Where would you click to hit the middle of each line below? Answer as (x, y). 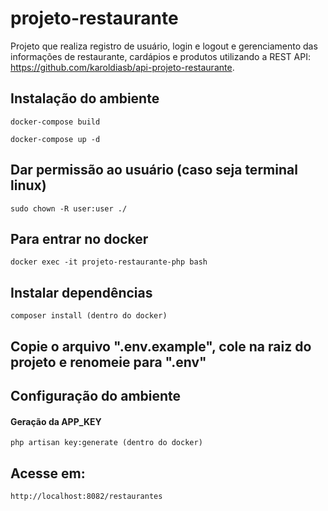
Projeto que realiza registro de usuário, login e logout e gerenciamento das (164, 46)
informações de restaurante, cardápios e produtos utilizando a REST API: (160, 56)
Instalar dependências (81, 292)
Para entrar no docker (79, 238)
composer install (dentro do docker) (89, 316)
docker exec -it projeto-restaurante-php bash (109, 262)
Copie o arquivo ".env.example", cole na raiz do (161, 346)
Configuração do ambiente (96, 395)
